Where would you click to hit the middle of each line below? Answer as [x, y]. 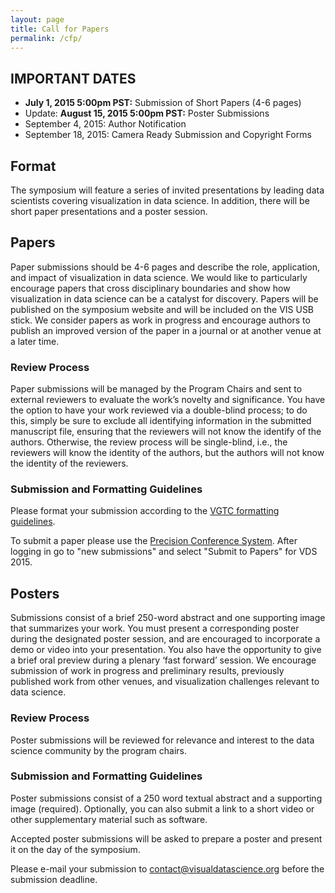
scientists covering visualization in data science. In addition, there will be [160, 200]
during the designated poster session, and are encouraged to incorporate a [165, 639]
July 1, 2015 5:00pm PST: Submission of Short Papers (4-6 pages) [163, 103]
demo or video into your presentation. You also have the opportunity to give [166, 650]
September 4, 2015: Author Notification [105, 124]
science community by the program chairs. [99, 750]
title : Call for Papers [60, 29]
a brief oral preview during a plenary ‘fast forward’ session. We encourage [163, 660]
